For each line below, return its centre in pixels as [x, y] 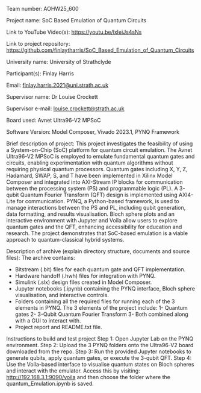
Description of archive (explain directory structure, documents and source [98, 251]
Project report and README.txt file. [58, 327]
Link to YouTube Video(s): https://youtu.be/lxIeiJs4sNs [74, 32]
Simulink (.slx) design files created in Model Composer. [83, 282]
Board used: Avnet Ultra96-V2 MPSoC [54, 120]
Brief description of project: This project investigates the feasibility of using [100, 143]
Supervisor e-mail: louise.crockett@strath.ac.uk [65, 108]
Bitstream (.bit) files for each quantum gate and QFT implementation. [100, 269]
